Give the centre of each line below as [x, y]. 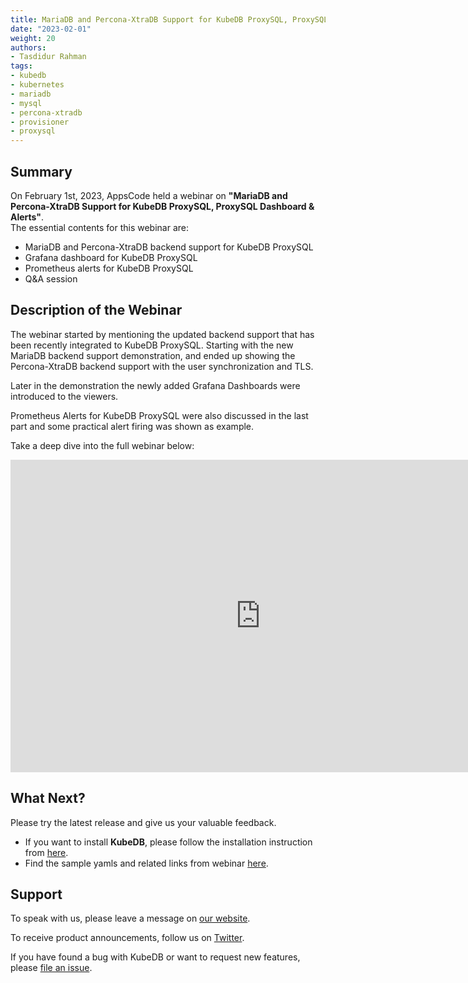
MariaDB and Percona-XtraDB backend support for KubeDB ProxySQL [169, 247]
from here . [46, 852]
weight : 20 [33, 38]
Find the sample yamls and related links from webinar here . [146, 863]
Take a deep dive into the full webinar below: [102, 445]
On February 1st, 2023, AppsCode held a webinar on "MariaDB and [149, 195]
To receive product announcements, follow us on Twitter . [127, 938]
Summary [41, 171]
